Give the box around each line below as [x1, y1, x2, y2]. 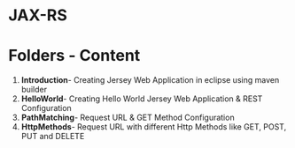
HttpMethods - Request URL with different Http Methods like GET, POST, [20, 122, 287, 132]
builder [20, 85, 48, 95]
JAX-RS [8, 5, 68, 26]
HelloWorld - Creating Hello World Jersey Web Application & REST [20, 93, 263, 104]
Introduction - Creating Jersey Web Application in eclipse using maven [20, 75, 280, 85]
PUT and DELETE [20, 131, 85, 142]
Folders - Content [8, 46, 141, 66]
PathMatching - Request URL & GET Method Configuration [20, 112, 236, 123]
